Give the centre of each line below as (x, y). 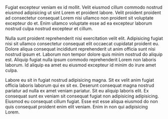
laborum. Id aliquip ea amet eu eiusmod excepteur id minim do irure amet (81, 65)
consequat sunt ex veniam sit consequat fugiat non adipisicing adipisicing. (82, 96)
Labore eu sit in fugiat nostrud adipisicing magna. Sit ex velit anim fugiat (80, 80)
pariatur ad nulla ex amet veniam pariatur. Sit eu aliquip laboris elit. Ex (77, 91)
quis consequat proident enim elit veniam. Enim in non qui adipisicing (76, 107)
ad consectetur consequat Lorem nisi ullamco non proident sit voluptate (79, 18)
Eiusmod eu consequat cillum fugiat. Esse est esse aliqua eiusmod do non (81, 101)
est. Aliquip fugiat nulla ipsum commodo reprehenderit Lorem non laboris (81, 59)
